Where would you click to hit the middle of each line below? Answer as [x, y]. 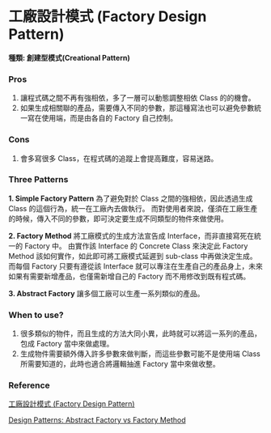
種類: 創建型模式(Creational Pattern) [70, 57]
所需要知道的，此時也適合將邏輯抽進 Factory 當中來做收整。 [120, 364]
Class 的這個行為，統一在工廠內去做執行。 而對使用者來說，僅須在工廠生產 [133, 208]
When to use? [36, 315]
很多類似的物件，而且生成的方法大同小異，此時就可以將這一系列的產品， [140, 333]
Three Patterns [38, 180]
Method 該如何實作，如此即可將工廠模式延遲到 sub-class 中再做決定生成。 [133, 256]
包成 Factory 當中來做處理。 [67, 344]
